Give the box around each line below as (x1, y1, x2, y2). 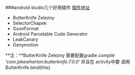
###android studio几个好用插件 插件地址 (5, 5, 90, 10)
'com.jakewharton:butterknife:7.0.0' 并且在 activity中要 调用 (5, 59, 130, 65)
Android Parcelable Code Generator (12, 31, 88, 37)
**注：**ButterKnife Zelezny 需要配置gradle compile (5, 53, 115, 58)
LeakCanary (12, 36, 39, 42)
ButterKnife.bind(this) (5, 64, 50, 70)
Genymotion (12, 42, 39, 47)
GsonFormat (12, 26, 39, 32)
